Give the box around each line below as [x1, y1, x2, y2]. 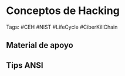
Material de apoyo [6, 40, 73, 50]
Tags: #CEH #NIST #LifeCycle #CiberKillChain [6, 23, 118, 30]
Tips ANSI [6, 60, 44, 70]
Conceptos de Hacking [6, 4, 120, 18]
